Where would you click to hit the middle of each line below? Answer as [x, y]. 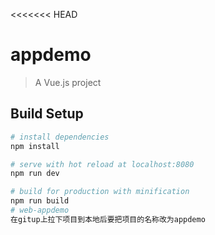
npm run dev [35, 174]
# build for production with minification [100, 192]
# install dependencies [60, 137]
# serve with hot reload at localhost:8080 [102, 164]
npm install [35, 146]
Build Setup [47, 114]
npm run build [40, 201]
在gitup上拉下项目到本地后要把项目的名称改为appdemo [108, 219]
